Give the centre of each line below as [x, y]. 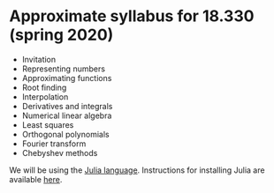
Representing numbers [64, 69]
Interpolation [45, 96]
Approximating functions [67, 78]
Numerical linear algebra [67, 115]
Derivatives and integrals [67, 106]
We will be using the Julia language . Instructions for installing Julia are [137, 170]
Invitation [39, 59]
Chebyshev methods [60, 152]
